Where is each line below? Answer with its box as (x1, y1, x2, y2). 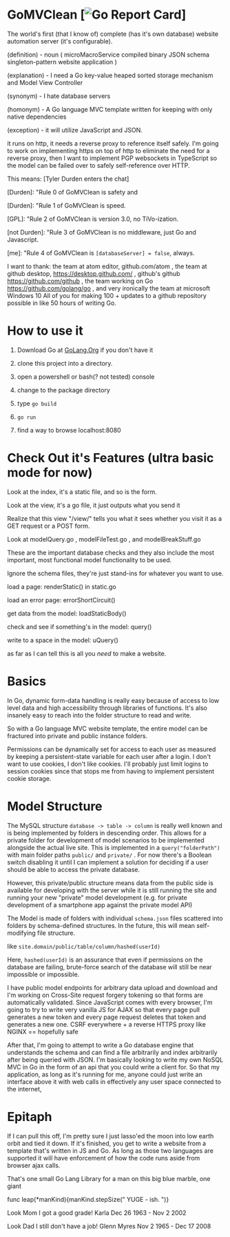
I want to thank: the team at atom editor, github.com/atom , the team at (7, 262, 208, 270)
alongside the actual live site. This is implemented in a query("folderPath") (7, 843, 220, 851)
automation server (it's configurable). (7, 37, 113, 45)
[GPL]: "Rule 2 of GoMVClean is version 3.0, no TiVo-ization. (7, 215, 179, 223)
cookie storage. (7, 774, 52, 782)
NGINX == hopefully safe (7, 1027, 79, 1036)
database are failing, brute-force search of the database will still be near (7, 962, 212, 971)
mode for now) (7, 465, 93, 481)
